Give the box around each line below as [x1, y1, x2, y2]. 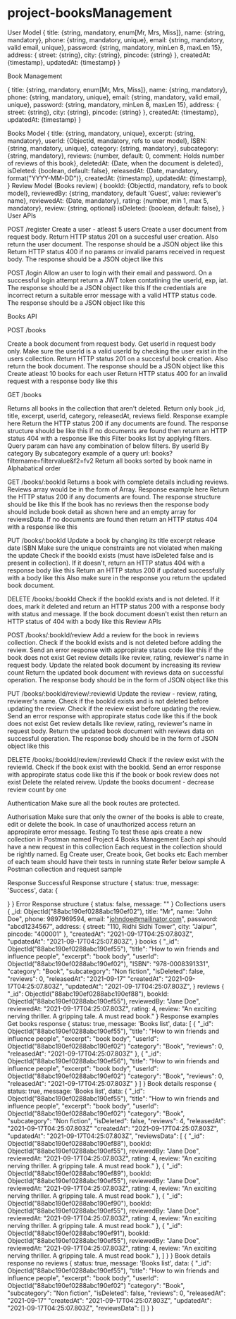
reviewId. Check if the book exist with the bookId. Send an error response [7, 763, 221, 771]
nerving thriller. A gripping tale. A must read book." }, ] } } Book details [7, 1251, 211, 1260]
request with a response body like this [7, 377, 118, 385]
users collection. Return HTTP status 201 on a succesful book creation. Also [7, 354, 228, 363]
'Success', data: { [7, 886, 58, 894]
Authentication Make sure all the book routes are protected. [7, 799, 180, 807]
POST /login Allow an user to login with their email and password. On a [7, 268, 213, 277]
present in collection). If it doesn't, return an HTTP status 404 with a [7, 558, 206, 567]
